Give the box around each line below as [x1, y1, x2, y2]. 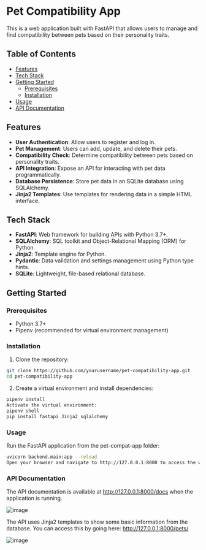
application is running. [6, 494, 63, 502]
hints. [15, 264, 29, 271]
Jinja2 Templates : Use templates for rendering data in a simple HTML [15, 190, 192, 197]
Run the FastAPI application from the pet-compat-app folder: [6, 441, 160, 449]
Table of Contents [6, 49, 77, 59]
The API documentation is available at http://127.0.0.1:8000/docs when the [6, 487, 193, 495]
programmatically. [15, 170, 61, 178]
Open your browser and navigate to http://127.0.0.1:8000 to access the [6, 459, 196, 465]
